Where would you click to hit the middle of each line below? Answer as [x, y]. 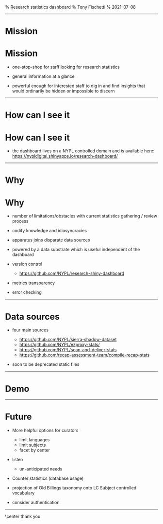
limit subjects [33, 445]
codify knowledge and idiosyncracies [49, 231]
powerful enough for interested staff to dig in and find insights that [79, 86]
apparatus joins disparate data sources [51, 240]
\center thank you [23, 516]
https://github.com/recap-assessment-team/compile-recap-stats [84, 355]
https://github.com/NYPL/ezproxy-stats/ [60, 344]
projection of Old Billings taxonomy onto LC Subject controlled [74, 488]
